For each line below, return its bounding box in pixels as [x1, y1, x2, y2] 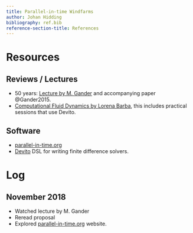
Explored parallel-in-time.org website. [14, 220, 107, 228]
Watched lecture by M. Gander [14, 208, 90, 215]
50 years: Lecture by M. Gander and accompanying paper [14, 90, 156, 97]
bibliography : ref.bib [6, 20, 62, 25]
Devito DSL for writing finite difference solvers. [14, 148, 129, 155]
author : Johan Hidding [6, 14, 62, 20]
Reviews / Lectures [6, 74, 78, 84]
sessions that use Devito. [14, 109, 76, 116]
